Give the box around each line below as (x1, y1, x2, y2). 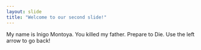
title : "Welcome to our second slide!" (6, 14, 107, 20)
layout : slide (6, 8, 42, 15)
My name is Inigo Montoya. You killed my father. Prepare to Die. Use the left (6, 30, 195, 37)
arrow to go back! (6, 37, 50, 44)
